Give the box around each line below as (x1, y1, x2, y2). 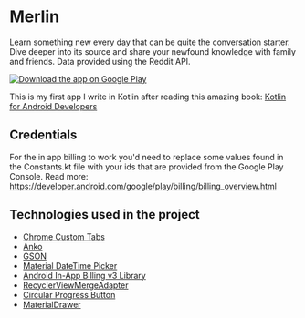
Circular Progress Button (22, 289, 116, 300)
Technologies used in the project (9, 207, 201, 222)
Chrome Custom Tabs (22, 231, 105, 242)
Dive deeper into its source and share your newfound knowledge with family (9, 46, 297, 56)
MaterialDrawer (22, 299, 81, 310)
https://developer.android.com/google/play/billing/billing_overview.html (9, 180, 277, 191)
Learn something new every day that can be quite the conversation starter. (9, 36, 290, 47)
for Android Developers (9, 100, 98, 111)
